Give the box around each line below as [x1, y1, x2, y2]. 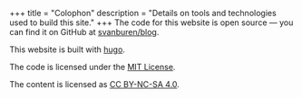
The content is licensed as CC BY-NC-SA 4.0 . [9, 79, 180, 89]
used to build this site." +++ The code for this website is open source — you [9, 17, 294, 28]
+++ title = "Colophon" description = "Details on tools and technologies [9, 8, 277, 18]
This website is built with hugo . [9, 44, 125, 55]
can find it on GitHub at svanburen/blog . [9, 27, 160, 37]
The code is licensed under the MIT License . [9, 62, 176, 72]
